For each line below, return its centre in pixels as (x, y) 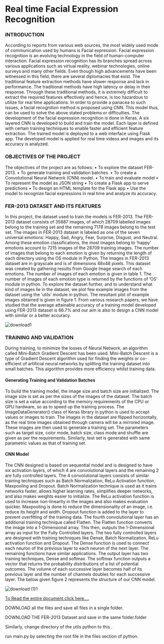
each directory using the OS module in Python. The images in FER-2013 (77, 258)
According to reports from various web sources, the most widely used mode (82, 45)
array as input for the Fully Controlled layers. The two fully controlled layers (81, 533)
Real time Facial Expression (62, 9)
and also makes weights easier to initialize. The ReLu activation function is (80, 496)
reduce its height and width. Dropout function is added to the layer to (74, 511)
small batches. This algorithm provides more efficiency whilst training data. (81, 369)
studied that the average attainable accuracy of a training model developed (81, 305)
